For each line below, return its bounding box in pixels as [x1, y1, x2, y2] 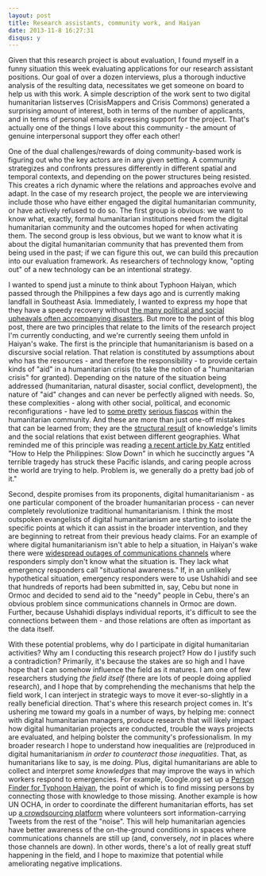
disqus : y [8, 33, 41, 42]
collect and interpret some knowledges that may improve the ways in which [8, 766, 256, 776]
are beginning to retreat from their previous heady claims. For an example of [8, 532, 258, 541]
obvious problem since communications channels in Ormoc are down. [8, 599, 237, 609]
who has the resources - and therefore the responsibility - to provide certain [8, 356, 258, 366]
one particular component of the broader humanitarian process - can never [8, 498, 255, 508]
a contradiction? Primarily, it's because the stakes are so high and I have [8, 656, 245, 667]
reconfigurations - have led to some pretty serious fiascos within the [8, 406, 233, 417]
